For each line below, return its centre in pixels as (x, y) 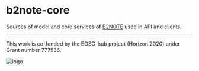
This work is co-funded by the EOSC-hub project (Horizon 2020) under (93, 43)
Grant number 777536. (34, 50)
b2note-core (38, 10)
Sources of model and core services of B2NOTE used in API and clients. (94, 27)
